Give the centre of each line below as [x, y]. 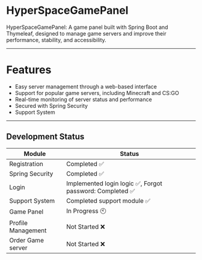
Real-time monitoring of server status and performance [83, 99]
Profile [19, 223]
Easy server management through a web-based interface [86, 86]
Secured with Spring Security [51, 105]
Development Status [45, 137]
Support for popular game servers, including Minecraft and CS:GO [97, 93]
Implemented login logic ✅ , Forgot [114, 183]
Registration [26, 164]
